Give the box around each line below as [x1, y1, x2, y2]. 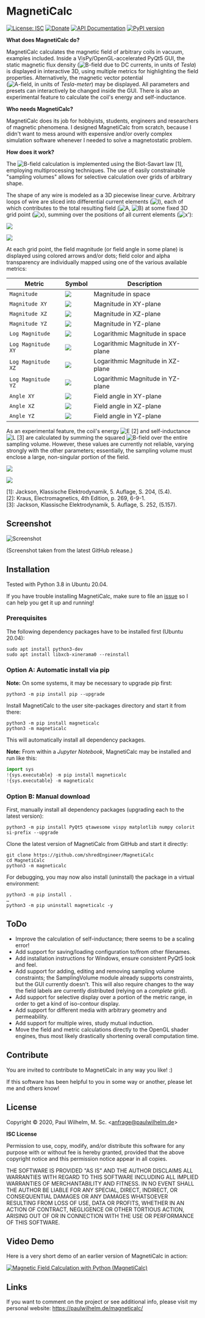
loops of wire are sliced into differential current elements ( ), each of [6, 198, 184, 205]
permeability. [15, 1012, 49, 1020]
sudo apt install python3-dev [6, 646, 84, 652]
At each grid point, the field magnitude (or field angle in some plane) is [6, 245, 184, 252]
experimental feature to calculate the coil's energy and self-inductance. [6, 93, 186, 101]
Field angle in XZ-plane [93, 401, 162, 410]
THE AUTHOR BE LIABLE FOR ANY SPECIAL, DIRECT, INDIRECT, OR [6, 1186, 178, 1194]
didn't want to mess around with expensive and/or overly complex [6, 130, 173, 137]
